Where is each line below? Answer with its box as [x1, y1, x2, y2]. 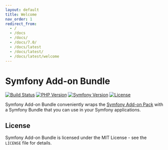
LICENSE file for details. [5, 140, 52, 146]
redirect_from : [5, 21, 37, 26]
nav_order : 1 [5, 16, 33, 21]
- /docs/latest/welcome [10, 53, 59, 59]
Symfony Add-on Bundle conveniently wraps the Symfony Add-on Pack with [5, 101, 163, 107]
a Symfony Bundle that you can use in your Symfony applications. [5, 107, 141, 113]
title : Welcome [5, 12, 37, 17]
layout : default [5, 7, 39, 12]
